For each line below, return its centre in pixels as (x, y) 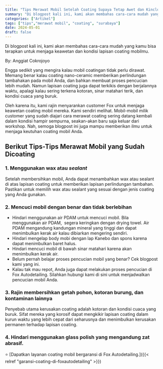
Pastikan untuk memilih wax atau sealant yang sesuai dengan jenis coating (80, 189)
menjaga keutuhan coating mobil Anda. (44, 131)
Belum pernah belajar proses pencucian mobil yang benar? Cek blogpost (85, 259)
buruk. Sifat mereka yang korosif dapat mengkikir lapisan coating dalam (77, 314)
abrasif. (14, 343)
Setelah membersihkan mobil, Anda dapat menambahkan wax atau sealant (80, 179)
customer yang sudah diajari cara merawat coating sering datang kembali (79, 116)
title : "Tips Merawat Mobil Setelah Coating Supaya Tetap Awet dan (75, 10)
